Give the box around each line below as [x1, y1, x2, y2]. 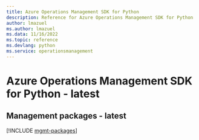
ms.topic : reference [6, 37, 59, 43]
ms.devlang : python [6, 43, 56, 49]
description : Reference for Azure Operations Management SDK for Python [6, 14, 194, 21]
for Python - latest [6, 87, 100, 100]
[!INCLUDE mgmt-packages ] [6, 127, 77, 134]
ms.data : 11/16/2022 [6, 31, 59, 37]
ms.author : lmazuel [6, 25, 56, 32]
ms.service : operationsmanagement [6, 48, 94, 54]
